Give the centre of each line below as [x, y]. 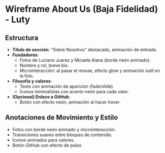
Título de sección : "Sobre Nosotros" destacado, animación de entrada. [85, 50]
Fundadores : [25, 55]
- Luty [18, 19]
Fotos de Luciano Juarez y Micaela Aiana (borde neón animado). [85, 60]
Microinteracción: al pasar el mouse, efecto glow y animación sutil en [90, 71]
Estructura [22, 38]
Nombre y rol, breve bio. [44, 65]
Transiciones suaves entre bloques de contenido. [62, 135]
